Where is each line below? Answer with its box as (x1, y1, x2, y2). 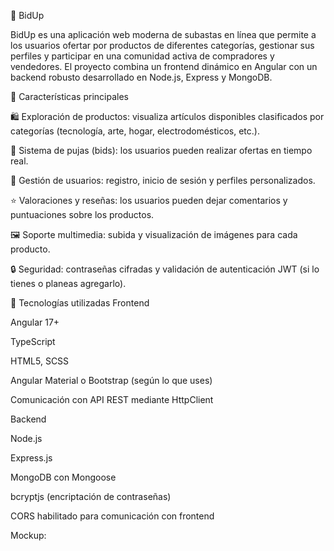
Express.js (10, 452, 53, 464)
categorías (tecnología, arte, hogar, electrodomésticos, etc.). (10, 125, 260, 137)
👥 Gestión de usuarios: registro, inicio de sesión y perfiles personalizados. (10, 175, 316, 186)
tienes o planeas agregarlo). (10, 278, 127, 289)
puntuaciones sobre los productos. (10, 209, 155, 220)
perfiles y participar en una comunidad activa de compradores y (10, 50, 275, 62)
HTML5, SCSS (10, 355, 70, 367)
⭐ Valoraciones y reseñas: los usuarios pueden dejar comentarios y (10, 195, 288, 206)
